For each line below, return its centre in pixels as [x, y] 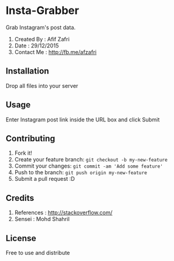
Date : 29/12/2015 [37, 46]
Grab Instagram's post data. [41, 27]
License [21, 238]
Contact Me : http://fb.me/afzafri [55, 52]
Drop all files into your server [42, 86]
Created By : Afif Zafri [42, 39]
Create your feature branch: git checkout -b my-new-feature [91, 160]
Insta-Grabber [43, 11]
